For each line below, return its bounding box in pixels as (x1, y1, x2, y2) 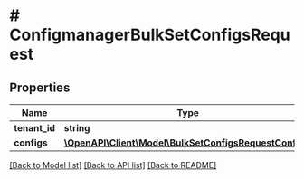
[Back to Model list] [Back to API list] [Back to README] (9, 160, 217, 170)
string (63, 122, 90, 134)
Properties (9, 80, 71, 95)
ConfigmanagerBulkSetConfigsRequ (9, 24, 291, 45)
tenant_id (14, 122, 56, 134)
